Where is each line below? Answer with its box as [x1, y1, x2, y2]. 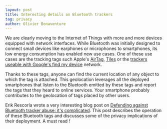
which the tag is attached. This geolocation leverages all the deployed [5, 76, 149, 82]
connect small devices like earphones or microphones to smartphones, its [5, 45, 157, 51]
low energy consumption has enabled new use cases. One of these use [5, 51, 152, 57]
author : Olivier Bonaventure [5, 21, 66, 26]
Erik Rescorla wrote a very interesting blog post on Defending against [5, 102, 148, 108]
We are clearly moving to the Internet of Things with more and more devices [5, 35, 162, 41]
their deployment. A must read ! [5, 118, 70, 124]
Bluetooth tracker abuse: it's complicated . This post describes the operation [5, 107, 162, 113]
